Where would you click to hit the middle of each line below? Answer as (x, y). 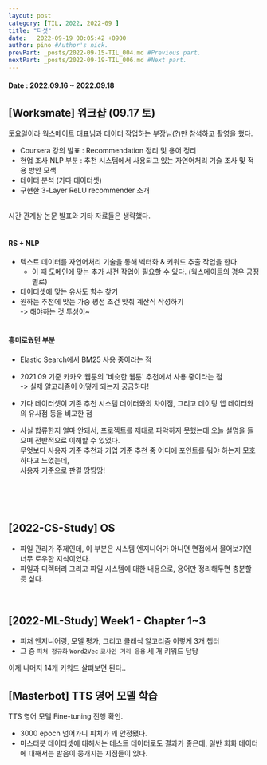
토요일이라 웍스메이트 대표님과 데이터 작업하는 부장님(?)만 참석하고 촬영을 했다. (131, 133)
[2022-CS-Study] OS (62, 528)
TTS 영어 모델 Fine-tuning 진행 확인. (66, 716)
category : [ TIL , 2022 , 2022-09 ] (64, 23)
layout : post (30, 16)
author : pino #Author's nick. (59, 46)
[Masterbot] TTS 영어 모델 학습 (83, 696)
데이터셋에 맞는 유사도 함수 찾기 (69, 291)
